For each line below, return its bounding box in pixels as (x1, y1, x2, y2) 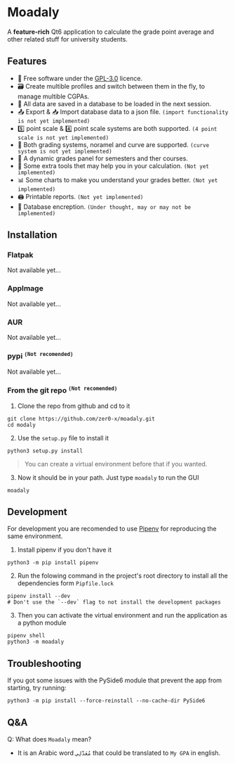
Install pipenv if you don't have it (17, 546, 112, 554)
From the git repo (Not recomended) (7, 385, 118, 395)
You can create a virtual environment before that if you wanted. (24, 459, 208, 468)
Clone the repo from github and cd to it (17, 402, 130, 410)
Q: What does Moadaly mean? (7, 734, 92, 743)
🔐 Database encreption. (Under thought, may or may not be (17, 202, 192, 211)
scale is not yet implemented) (17, 134, 109, 141)
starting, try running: (7, 684, 67, 692)
